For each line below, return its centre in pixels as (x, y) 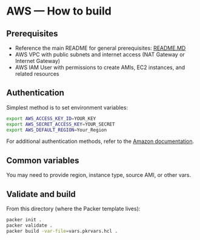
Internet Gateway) (38, 61)
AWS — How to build (59, 11)
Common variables (43, 160)
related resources (37, 74)
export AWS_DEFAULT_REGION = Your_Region (57, 130)
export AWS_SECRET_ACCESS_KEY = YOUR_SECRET (61, 124)
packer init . (24, 220)
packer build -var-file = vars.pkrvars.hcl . (62, 231)
